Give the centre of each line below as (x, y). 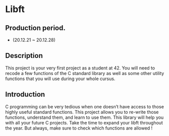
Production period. (35, 28)
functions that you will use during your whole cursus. (60, 79)
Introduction (25, 94)
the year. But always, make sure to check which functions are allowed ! (79, 128)
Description (24, 56)
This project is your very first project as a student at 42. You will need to (80, 68)
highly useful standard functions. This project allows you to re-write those (82, 112)
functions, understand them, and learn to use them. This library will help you (84, 117)
